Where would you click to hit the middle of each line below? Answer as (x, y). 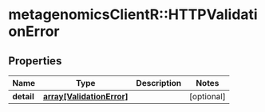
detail (23, 97)
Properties (35, 61)
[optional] (207, 97)
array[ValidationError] (86, 97)
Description (159, 83)
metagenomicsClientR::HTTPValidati (133, 15)
